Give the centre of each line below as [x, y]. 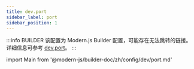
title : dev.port [26, 12]
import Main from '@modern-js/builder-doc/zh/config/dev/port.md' [89, 59]
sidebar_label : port [32, 17]
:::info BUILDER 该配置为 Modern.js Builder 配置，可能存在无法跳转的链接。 [99, 40]
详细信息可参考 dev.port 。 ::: [41, 48]
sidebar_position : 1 [32, 23]
